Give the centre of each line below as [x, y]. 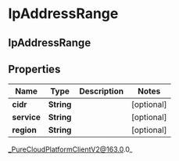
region [24, 130]
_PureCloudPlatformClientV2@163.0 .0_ [70, 149]
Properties [34, 69]
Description [101, 91]
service [27, 117]
